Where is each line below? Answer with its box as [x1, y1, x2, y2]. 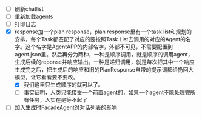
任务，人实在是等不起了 [29, 96, 88, 104]
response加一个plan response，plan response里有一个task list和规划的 [14, 28, 192, 35]
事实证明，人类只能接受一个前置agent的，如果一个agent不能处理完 [23, 89, 190, 96]
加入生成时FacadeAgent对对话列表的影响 [14, 104, 118, 111]
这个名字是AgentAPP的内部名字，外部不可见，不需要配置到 [25, 43, 173, 50]
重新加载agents [14, 13, 53, 20]
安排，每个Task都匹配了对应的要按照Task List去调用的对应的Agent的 [14, 36, 186, 43]
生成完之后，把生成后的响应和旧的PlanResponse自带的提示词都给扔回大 [14, 66, 194, 73]
